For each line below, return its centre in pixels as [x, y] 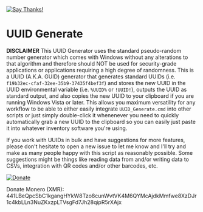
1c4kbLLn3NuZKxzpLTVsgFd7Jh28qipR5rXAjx [64, 202]
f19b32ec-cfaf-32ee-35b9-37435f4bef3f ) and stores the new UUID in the [96, 83]
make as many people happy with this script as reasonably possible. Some [100, 152]
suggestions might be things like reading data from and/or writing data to [98, 159]
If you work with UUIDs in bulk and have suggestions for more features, [96, 140]
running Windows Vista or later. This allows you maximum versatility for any [101, 102]
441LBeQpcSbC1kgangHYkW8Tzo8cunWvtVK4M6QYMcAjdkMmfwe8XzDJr [101, 196]
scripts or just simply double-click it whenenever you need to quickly [93, 115]
